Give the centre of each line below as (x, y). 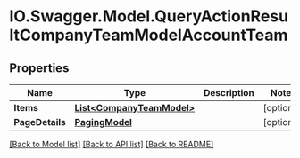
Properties (39, 68)
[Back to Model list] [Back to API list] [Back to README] (112, 144)
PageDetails (40, 122)
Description (229, 93)
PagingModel (103, 122)
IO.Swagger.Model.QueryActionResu (149, 16)
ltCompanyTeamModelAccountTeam (149, 35)
